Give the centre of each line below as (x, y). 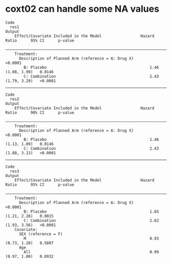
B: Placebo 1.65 (91, 211)
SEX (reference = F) (41, 234)
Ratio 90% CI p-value (40, 113)
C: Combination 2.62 (91, 220)
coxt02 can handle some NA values (82, 9)
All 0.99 (91, 252)
